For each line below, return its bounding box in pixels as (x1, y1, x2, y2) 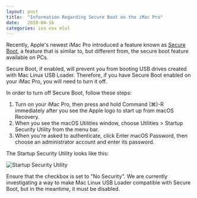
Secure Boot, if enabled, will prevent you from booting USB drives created (6, 66, 187, 73)
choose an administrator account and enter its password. (14, 138, 155, 145)
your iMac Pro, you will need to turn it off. (6, 78, 107, 85)
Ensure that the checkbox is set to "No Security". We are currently (6, 173, 168, 180)
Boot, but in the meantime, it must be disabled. (6, 186, 120, 193)
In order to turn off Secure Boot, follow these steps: (6, 89, 132, 96)
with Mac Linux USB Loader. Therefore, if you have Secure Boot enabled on (6, 72, 191, 79)
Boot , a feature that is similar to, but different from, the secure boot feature (6, 48, 189, 55)
